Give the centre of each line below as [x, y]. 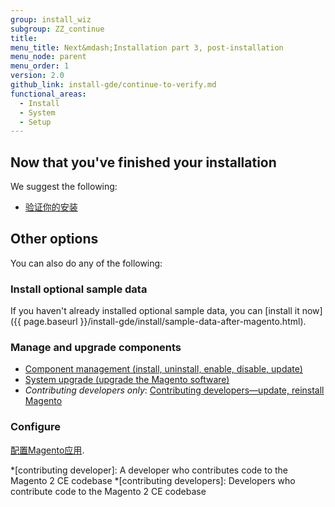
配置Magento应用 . [47, 450]
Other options [54, 239]
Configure [35, 427]
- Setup [35, 122]
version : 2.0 [37, 76]
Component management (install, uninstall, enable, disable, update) [163, 369]
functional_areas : [48, 94]
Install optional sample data [79, 289]
